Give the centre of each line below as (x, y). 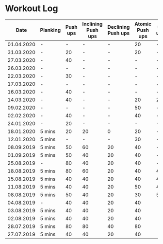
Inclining (92, 24)
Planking (50, 30)
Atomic (143, 24)
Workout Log (32, 9)
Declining (119, 27)
